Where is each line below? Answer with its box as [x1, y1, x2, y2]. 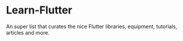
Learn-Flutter [6, 4, 72, 17]
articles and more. [6, 29, 50, 36]
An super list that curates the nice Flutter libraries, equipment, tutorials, [6, 23, 177, 30]
